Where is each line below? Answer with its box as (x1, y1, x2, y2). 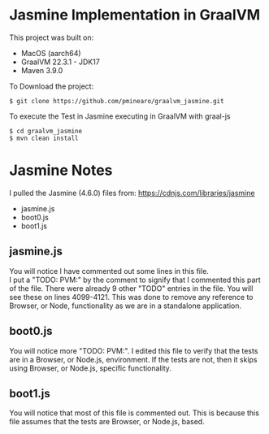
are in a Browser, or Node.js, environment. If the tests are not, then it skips (9, 354, 258, 364)
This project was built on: (9, 33, 94, 42)
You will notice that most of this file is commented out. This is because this (9, 408, 259, 418)
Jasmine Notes (9, 161, 113, 180)
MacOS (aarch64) (20, 48, 81, 58)
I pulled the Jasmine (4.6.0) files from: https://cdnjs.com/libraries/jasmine (9, 188, 255, 197)
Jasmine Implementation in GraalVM (9, 6, 261, 24)
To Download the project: (9, 81, 94, 91)
